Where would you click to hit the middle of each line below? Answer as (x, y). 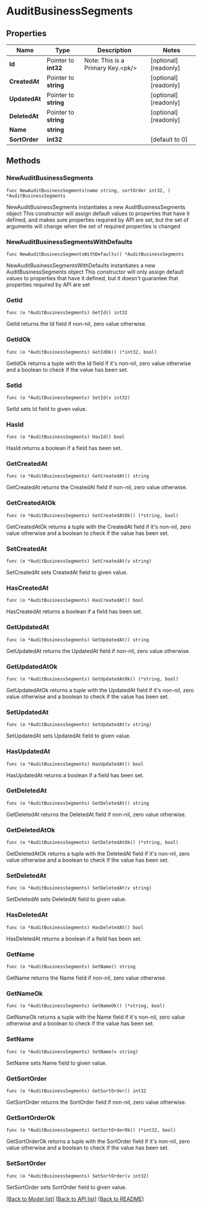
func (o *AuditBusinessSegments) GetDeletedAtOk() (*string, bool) (93, 843)
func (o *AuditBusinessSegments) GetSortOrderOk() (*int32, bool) (91, 1130)
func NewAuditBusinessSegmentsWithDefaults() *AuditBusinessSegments (95, 254)
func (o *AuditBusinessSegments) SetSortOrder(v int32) (78, 1176)
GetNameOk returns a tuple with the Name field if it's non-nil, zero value (96, 1017)
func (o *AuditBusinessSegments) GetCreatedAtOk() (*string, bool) (93, 515)
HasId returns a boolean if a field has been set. (64, 448)
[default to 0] (169, 139)
